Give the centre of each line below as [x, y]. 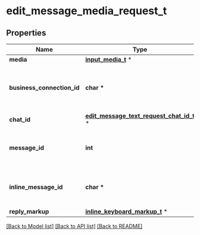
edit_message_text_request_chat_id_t [140, 116]
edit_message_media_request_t [87, 11]
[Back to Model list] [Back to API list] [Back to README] [74, 226]
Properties [26, 33]
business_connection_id [44, 88]
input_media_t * [109, 59]
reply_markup [29, 212]
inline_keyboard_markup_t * [126, 212]
